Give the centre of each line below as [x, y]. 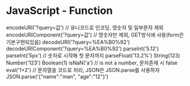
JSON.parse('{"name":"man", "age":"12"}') [57, 76]
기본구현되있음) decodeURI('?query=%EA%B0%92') [68, 42]
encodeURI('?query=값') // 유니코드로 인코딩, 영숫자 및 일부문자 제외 [85, 27]
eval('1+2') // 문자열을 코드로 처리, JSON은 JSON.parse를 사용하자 [83, 70]
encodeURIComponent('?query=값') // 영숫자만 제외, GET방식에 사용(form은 [95, 35]
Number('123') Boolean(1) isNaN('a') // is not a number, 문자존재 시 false [92, 63]
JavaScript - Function [59, 11]
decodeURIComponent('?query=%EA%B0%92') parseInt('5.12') [82, 48]
